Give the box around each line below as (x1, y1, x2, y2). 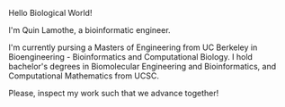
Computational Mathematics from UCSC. (8, 70, 159, 81)
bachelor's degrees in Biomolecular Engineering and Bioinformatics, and (8, 62, 277, 71)
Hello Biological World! (8, 8, 93, 18)
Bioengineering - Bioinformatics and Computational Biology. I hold (8, 52, 254, 62)
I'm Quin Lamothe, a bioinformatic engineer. (8, 25, 172, 35)
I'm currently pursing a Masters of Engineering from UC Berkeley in (8, 42, 258, 53)
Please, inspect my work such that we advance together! (8, 88, 219, 98)
